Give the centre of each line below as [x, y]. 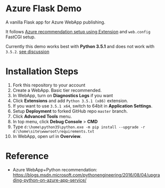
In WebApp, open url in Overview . [47, 136]
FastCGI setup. [21, 37]
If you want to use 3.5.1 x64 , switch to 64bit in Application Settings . [82, 106]
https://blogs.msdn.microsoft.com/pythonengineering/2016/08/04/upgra [86, 175]
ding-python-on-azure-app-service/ [49, 180]
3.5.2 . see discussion [27, 52]
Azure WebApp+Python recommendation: [55, 169]
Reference [27, 156]
